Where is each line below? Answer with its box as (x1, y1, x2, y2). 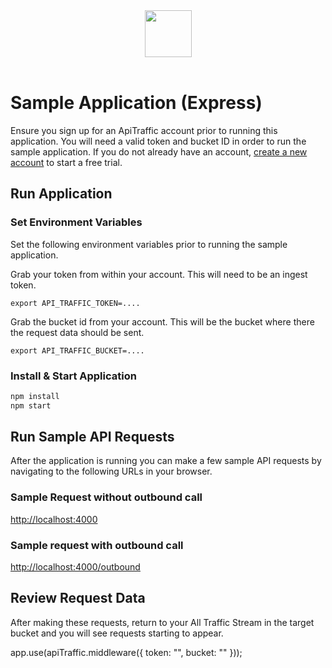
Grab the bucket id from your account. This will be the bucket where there (10, 315, 315, 328)
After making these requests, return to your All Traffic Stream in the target (10, 616, 315, 628)
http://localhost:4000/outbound (10, 561, 141, 573)
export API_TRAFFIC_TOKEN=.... (10, 298, 141, 308)
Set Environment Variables (10, 215, 143, 229)
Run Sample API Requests (10, 429, 175, 446)
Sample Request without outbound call (10, 490, 203, 504)
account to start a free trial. (10, 156, 123, 168)
